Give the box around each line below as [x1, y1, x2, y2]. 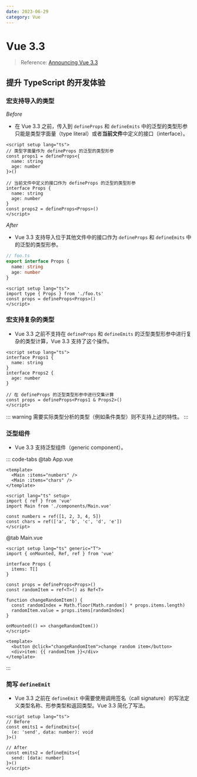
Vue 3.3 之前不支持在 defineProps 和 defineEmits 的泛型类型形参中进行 [14, 330, 186, 337]
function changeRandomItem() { [6, 597, 83, 604]
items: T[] [11, 566, 38, 572]
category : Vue [6, 14, 41, 20]
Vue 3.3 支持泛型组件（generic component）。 [14, 444, 126, 451]
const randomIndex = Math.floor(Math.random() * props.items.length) [11, 602, 185, 608]
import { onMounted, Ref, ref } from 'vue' [6, 551, 115, 557]
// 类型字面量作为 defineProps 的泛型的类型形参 [6, 148, 114, 154]
